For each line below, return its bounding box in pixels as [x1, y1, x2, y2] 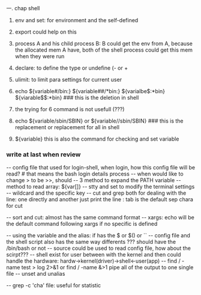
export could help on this [14, 28, 77, 35]
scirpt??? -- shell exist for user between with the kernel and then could [6, 251, 181, 258]
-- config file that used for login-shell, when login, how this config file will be [6, 164, 196, 171]
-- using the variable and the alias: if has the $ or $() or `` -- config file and [6, 232, 190, 239]
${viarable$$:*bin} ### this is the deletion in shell [14, 94, 139, 101]
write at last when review [6, 150, 81, 159]
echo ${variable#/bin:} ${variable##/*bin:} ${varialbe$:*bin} [14, 88, 166, 94]
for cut [6, 202, 23, 210]
